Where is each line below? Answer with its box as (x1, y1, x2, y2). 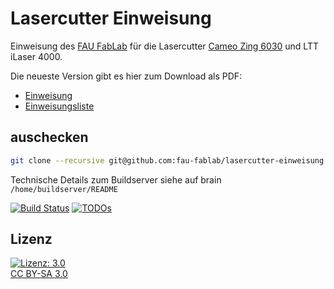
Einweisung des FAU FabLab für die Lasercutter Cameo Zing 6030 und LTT (10, 40, 320, 52)
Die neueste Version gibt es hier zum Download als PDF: (10, 70, 243, 82)
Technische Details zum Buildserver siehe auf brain (10, 173, 222, 186)
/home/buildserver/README (10, 184, 118, 194)
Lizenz (10, 231, 53, 248)
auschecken (10, 129, 89, 146)
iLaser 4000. (10, 50, 63, 62)
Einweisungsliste (24, 100, 95, 112)
